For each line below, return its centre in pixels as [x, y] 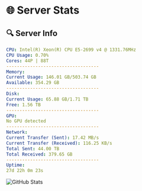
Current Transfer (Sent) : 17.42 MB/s [53, 138]
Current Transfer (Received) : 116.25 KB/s [59, 143]
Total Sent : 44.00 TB [33, 148]
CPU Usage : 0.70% [28, 55]
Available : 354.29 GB [33, 83]
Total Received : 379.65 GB [39, 154]
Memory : [16, 72]
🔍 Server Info [32, 33]
